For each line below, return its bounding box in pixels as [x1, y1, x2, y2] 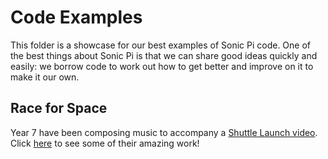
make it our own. [10, 71, 80, 83]
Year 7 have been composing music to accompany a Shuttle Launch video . [10, 126, 318, 138]
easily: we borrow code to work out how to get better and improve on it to [10, 60, 314, 72]
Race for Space [10, 100, 108, 117]
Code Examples [10, 6, 143, 29]
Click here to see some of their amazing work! [10, 137, 200, 149]
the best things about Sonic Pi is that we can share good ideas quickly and [10, 49, 318, 61]
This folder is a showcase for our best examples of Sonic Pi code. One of [10, 39, 312, 51]
